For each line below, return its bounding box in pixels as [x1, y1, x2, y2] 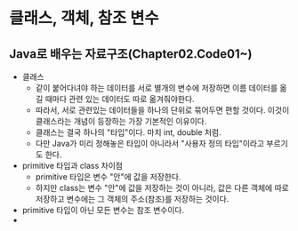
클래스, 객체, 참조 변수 [9, 8, 159, 28]
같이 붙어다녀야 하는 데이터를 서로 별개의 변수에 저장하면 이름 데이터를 [35, 83, 278, 93]
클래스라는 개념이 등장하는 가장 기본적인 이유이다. [35, 116, 207, 126]
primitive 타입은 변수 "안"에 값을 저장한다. [35, 171, 181, 182]
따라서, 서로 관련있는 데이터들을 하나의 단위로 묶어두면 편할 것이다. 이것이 [35, 105, 290, 115]
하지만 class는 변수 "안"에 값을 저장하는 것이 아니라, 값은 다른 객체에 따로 [35, 183, 289, 193]
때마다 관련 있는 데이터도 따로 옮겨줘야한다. [44, 94, 195, 104]
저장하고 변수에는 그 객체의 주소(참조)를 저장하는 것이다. [35, 194, 230, 204]
